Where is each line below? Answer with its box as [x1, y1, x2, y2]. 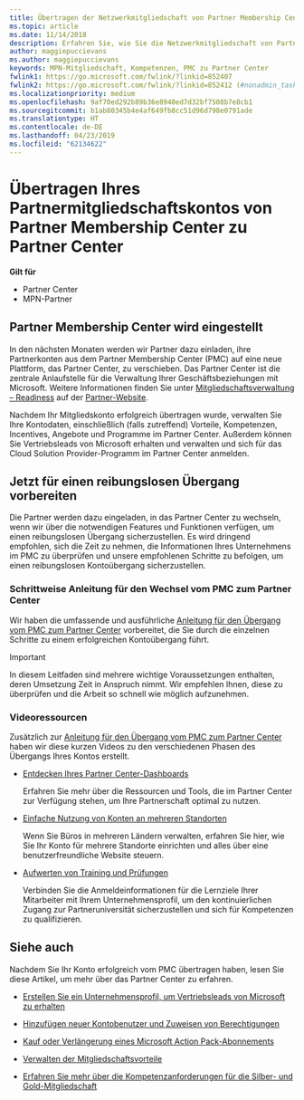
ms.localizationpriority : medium [9, 89, 136, 98]
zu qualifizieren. [22, 913, 83, 924]
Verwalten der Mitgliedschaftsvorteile [22, 1053, 163, 1064]
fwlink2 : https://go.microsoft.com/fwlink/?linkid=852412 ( [9, 81, 242, 90]
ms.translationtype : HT [9, 114, 100, 123]
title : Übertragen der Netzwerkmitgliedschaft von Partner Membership [9, 13, 281, 23]
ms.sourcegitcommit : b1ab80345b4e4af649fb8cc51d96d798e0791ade [9, 106, 253, 115]
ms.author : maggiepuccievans [9, 55, 119, 64]
